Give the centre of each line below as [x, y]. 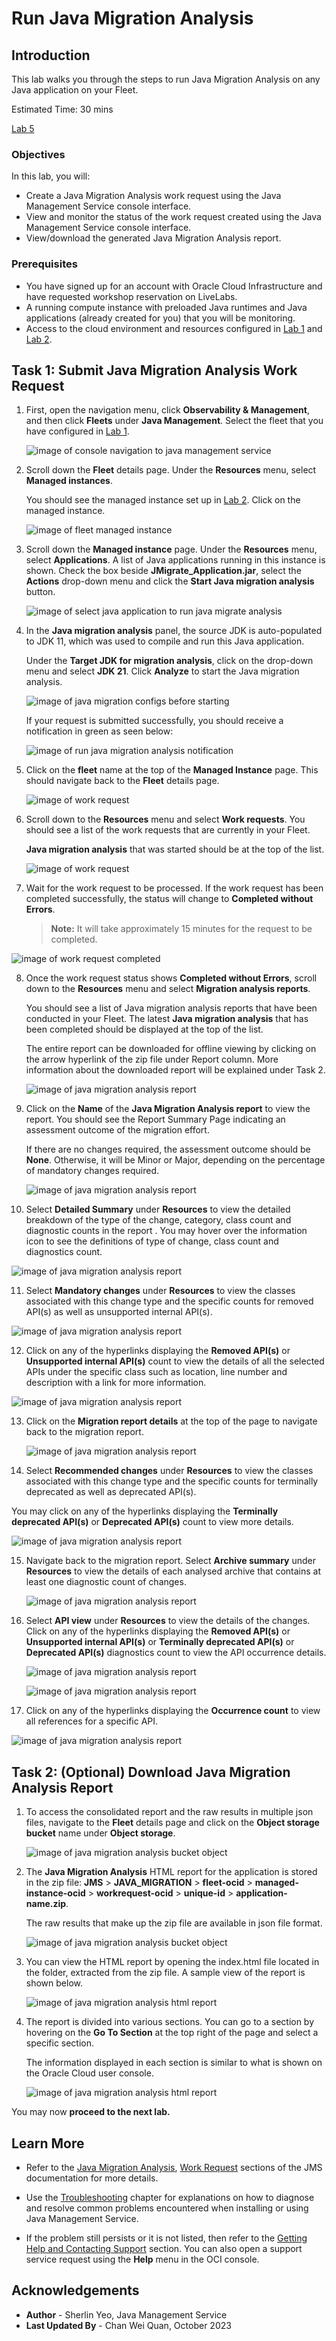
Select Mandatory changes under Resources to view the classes [160, 1291]
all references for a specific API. [92, 1721]
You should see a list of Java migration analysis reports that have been [171, 1008]
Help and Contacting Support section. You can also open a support [164, 2249]
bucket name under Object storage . [100, 1833]
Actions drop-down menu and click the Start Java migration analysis [170, 581]
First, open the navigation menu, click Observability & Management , [167, 410]
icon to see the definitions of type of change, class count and [152, 1241]
